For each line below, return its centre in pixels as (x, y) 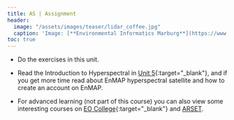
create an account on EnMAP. (60, 88)
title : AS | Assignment (42, 14)
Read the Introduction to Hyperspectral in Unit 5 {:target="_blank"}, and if (122, 73)
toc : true (22, 40)
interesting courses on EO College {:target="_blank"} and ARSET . (110, 109)
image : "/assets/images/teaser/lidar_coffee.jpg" (87, 27)
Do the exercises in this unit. (58, 59)
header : (19, 20)
